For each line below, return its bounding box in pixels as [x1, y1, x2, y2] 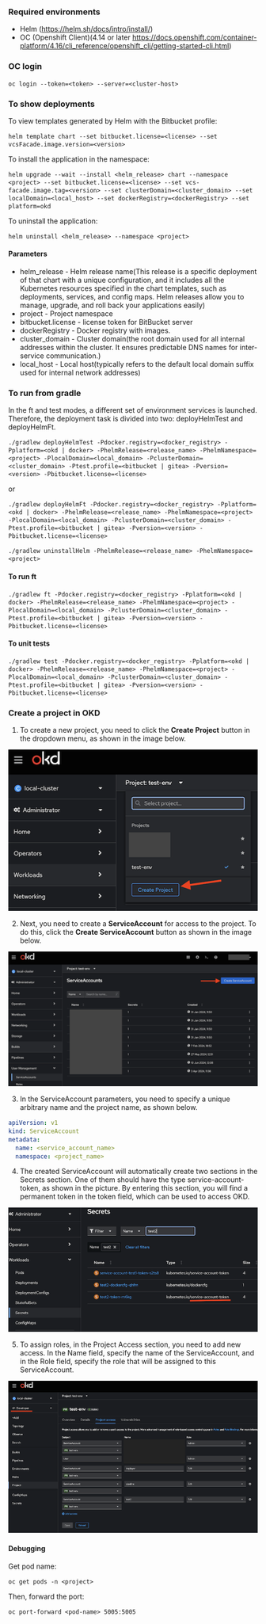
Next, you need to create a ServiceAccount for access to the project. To [19, 919, 257, 928]
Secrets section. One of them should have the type [19, 1175, 186, 1184]
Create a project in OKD [8, 707, 101, 719]
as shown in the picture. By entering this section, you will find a [42, 1184, 248, 1193]
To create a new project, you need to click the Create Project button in [19, 726, 251, 735]
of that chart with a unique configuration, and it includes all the [19, 276, 225, 285]
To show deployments [8, 98, 95, 109]
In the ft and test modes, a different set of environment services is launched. [8, 406, 257, 415]
